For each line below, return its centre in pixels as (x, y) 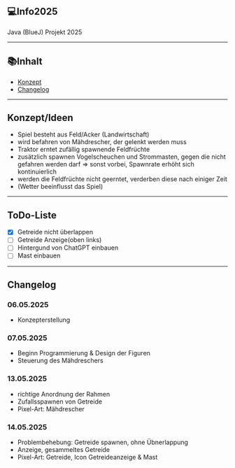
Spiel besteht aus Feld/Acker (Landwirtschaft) (83, 134)
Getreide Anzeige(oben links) (59, 240)
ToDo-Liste (32, 215)
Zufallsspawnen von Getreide (60, 402)
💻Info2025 (33, 12)
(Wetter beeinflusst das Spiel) (60, 187)
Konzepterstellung (44, 320)
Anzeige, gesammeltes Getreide (64, 450)
